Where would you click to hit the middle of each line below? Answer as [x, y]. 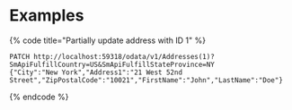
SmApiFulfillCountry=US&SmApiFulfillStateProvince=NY [112, 64]
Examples [47, 16]
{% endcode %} [39, 97]
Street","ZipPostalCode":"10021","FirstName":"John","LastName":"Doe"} [146, 80]
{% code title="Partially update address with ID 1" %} [108, 40]
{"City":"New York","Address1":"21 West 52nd [96, 72]
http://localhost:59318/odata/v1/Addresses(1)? [124, 56]
